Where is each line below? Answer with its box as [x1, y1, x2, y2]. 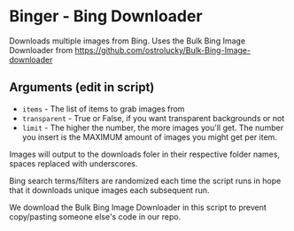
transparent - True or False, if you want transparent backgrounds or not [21, 112, 285, 123]
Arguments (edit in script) [9, 80, 155, 95]
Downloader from [9, 44, 73, 55]
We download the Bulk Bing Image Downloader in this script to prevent [9, 202, 267, 212]
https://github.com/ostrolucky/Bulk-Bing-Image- [74, 44, 251, 55]
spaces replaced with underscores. [9, 158, 138, 169]
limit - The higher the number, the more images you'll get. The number [21, 122, 284, 133]
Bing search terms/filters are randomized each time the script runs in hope [9, 175, 282, 186]
